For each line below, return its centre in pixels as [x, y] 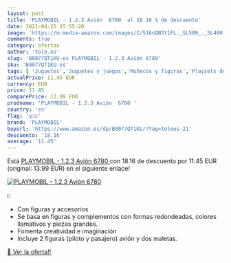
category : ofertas [33, 45]
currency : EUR [27, 84]
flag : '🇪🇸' [24, 116]
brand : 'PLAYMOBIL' [35, 122]
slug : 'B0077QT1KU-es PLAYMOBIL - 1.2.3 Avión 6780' [84, 59]
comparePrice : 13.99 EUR [43, 97]
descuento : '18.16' [35, 135]
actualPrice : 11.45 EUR [41, 77]
